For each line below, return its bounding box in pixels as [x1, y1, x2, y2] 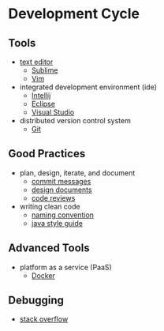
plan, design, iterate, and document [19, 167, 136, 178]
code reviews [31, 193, 76, 202]
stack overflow [19, 314, 69, 324]
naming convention [31, 210, 95, 220]
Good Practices [8, 147, 86, 160]
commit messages [31, 176, 91, 186]
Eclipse [31, 100, 55, 108]
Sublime [31, 66, 58, 75]
